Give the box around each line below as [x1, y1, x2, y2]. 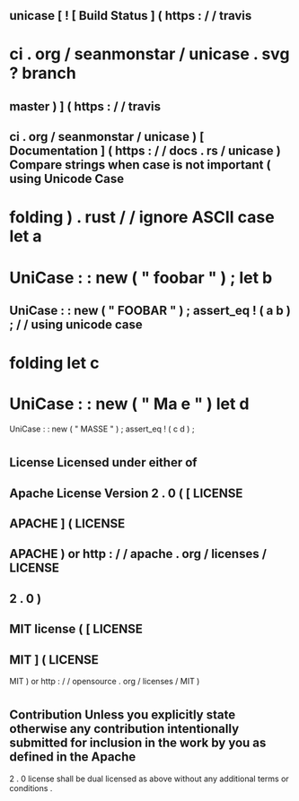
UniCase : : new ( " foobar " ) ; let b [9, 267, 273, 288]
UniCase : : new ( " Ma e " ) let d [9, 394, 250, 414]
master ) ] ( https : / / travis [9, 99, 162, 114]
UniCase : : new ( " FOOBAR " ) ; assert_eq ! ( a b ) [9, 302, 292, 318]
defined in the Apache [9, 749, 136, 765]
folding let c [9, 353, 100, 373]
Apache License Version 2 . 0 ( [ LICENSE [9, 485, 243, 501]
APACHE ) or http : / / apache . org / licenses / [9, 546, 268, 562]
